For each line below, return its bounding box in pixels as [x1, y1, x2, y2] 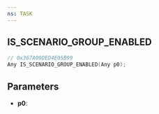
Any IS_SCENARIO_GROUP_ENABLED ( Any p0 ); [7, 61, 127, 69]
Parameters [7, 80, 59, 92]
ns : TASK [7, 10, 33, 17]
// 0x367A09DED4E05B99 [7, 55, 73, 62]
